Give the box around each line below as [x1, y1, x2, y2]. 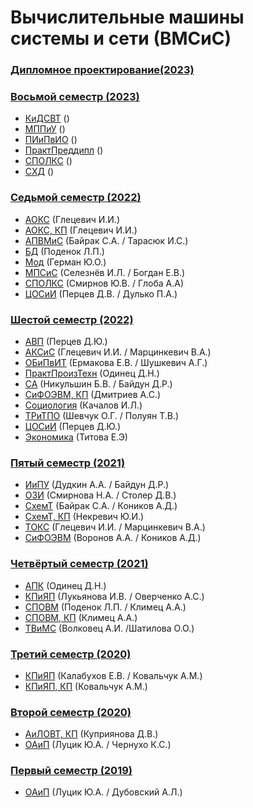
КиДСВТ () [24, 112, 70, 125]
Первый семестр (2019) [10, 764, 133, 778]
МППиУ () [24, 123, 66, 135]
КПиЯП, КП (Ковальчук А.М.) [24, 680, 148, 692]
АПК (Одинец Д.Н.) [24, 579, 107, 591]
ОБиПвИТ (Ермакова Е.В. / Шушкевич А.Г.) [24, 357, 208, 368]
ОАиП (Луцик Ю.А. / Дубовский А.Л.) [24, 786, 183, 798]
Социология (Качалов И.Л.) [24, 399, 143, 411]
